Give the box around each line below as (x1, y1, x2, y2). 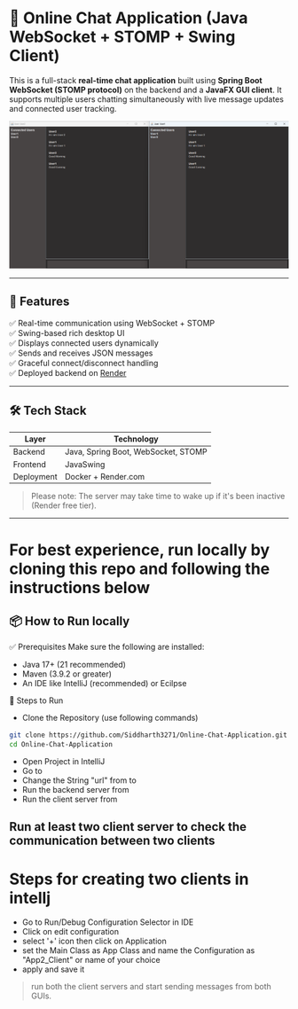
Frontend (12, 458, 47, 469)
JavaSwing (65, 458, 106, 469)
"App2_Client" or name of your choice (21, 955, 161, 966)
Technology (114, 434, 159, 444)
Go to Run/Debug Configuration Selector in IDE (21, 917, 194, 927)
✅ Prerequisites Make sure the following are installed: (9, 642, 205, 653)
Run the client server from (21, 794, 118, 805)
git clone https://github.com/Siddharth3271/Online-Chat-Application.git (9, 731, 288, 739)
